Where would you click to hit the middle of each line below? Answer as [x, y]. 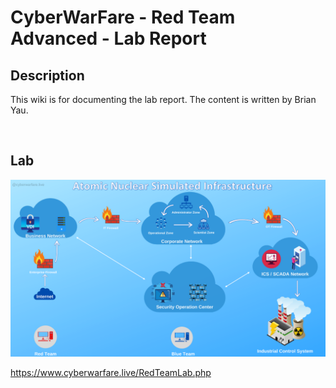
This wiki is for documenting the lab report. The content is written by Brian [163, 99]
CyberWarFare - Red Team [123, 17]
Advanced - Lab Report [108, 38]
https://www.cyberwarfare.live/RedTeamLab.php [111, 373]
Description [47, 75]
